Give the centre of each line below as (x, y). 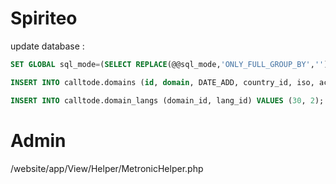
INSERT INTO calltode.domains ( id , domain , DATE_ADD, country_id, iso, (162, 82)
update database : (47, 46)
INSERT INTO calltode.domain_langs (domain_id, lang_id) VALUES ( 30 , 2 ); (167, 100)
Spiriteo (44, 18)
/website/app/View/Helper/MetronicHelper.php (107, 168)
